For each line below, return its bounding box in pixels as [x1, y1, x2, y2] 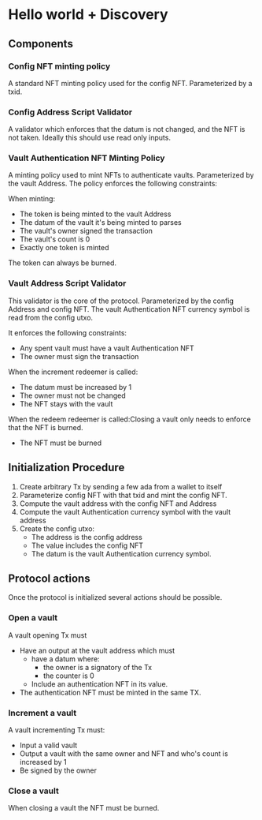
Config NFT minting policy [8, 61, 111, 72]
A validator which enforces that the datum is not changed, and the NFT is [8, 125, 245, 134]
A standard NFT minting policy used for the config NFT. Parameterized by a [8, 78, 253, 88]
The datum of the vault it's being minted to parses [19, 218, 183, 227]
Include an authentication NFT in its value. [31, 679, 168, 688]
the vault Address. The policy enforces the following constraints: [8, 179, 218, 189]
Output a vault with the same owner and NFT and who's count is [19, 748, 228, 758]
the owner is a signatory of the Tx [42, 662, 153, 672]
